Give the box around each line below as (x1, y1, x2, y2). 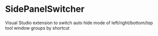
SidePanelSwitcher (5, 3, 85, 15)
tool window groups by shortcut (5, 25, 70, 31)
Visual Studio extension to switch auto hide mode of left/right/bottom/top (5, 20, 154, 26)
